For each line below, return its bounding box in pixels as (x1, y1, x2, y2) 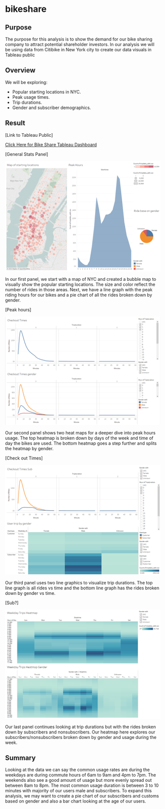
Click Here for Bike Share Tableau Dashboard (5, 142, 97, 148)
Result (5, 119, 26, 127)
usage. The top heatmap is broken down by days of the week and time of (5, 435, 154, 441)
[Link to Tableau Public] (5, 132, 53, 138)
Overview (5, 66, 36, 75)
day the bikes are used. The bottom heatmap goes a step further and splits (5, 440, 157, 446)
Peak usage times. (12, 94, 50, 100)
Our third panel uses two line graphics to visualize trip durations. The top (5, 579, 153, 585)
